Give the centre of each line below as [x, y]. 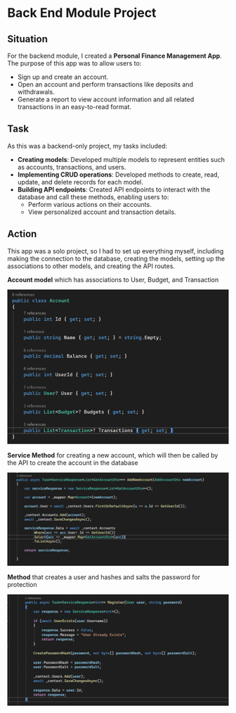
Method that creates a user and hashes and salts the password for [104, 577]
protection [22, 585]
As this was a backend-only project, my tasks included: [87, 146]
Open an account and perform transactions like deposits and [105, 84]
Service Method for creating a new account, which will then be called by [113, 455]
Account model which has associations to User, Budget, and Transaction [113, 279]
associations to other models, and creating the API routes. [91, 266]
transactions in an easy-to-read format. [74, 107]
